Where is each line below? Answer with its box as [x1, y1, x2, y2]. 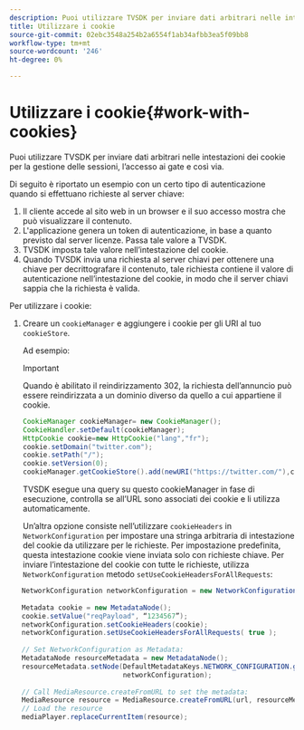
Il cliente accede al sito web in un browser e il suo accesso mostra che [22, 206, 287, 216]
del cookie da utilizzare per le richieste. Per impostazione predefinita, [22, 540, 281, 551]
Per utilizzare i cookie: [9, 300, 92, 311]
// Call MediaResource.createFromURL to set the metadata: [21, 687, 249, 696]
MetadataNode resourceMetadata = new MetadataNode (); [21, 654, 229, 663]
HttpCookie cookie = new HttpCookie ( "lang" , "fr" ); [22, 434, 210, 443]
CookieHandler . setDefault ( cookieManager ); [22, 425, 185, 435]
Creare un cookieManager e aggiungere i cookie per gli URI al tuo [22, 318, 261, 329]
